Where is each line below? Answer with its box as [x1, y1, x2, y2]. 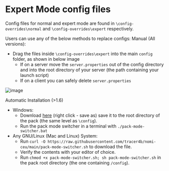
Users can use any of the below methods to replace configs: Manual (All [5, 35, 155, 41]
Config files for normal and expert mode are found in [5, 20, 115, 26]
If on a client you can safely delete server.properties [20, 77, 131, 83]
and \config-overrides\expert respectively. [42, 25, 134, 31]
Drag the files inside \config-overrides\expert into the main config [12, 51, 153, 57]
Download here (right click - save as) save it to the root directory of [20, 112, 160, 118]
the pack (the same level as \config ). [20, 117, 97, 123]
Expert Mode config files [5, 4, 111, 15]
